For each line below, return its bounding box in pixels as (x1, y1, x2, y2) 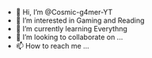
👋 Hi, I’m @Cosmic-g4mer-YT (15, 8, 113, 16)
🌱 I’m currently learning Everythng (15, 24, 128, 33)
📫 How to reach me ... (15, 42, 89, 50)
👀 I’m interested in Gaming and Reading (15, 16, 145, 25)
